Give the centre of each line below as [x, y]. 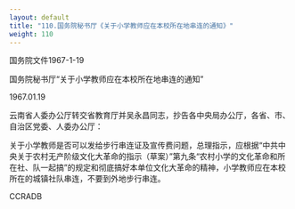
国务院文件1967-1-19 [47, 60]
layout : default [39, 17]
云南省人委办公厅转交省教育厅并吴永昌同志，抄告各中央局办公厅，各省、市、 [150, 116]
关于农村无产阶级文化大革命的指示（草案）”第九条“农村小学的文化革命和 [147, 157]
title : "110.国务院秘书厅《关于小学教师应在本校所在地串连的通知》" [122, 26]
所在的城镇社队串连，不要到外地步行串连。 [87, 179]
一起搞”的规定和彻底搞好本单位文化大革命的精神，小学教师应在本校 [163, 168]
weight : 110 [31, 34]
